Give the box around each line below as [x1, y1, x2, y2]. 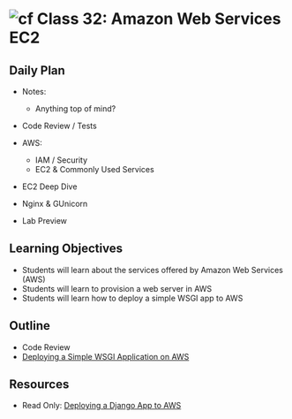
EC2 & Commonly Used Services [34, 164, 154, 174]
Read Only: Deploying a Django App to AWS [21, 400, 182, 411]
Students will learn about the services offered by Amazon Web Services [21, 264, 284, 275]
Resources [9, 377, 70, 392]
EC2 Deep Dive [21, 181, 78, 192]
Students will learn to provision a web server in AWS [21, 283, 213, 293]
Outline [9, 318, 50, 333]
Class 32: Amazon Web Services [36, 9, 281, 29]
